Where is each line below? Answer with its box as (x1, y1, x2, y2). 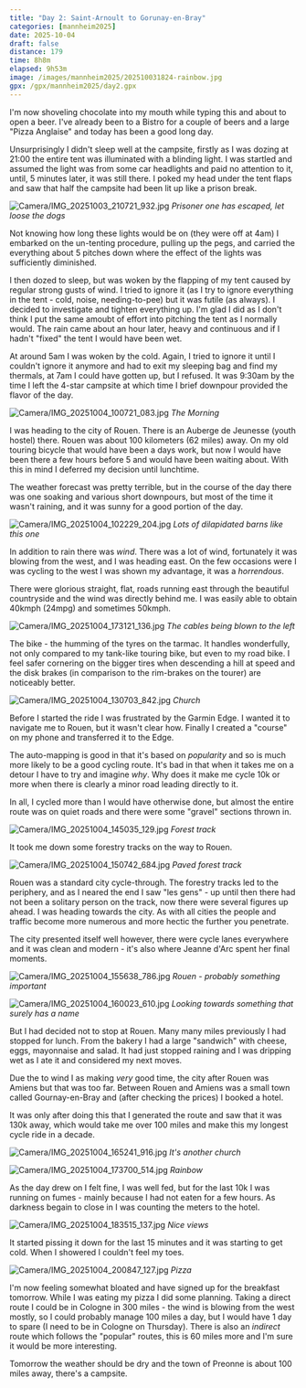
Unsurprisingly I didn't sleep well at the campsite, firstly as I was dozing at (9, 144, 290, 155)
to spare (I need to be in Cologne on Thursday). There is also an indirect (9, 1320, 280, 1331)
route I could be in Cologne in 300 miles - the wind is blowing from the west (9, 1301, 295, 1312)
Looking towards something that (171, 998, 294, 1009)
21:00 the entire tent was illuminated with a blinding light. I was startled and (9, 153, 292, 165)
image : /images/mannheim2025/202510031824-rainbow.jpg (9, 73, 223, 82)
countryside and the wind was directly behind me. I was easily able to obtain (9, 593, 298, 603)
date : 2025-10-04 (9, 30, 76, 39)
